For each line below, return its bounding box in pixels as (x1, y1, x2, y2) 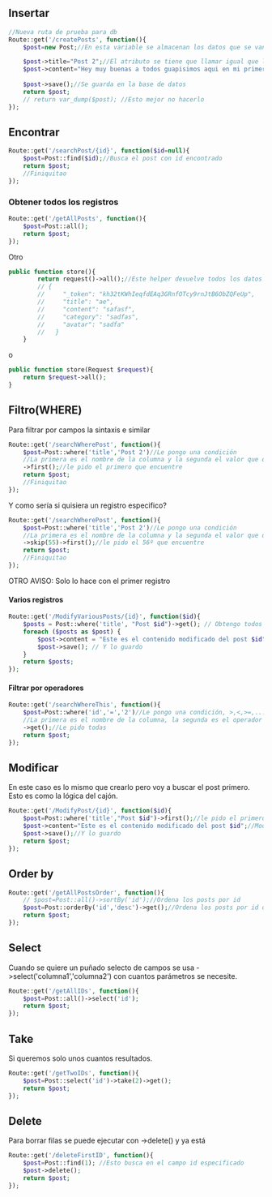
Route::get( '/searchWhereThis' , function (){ (8, 701, 161, 709)
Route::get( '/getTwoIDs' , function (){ (8, 1070, 139, 1078)
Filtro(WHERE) (8, 403, 83, 417)
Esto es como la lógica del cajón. (8, 791, 119, 801)
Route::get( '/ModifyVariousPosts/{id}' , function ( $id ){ (8, 612, 201, 621)
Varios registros (8, 594, 64, 604)
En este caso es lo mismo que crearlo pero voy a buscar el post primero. (8, 783, 251, 792)
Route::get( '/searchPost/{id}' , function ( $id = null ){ (8, 147, 190, 155)
